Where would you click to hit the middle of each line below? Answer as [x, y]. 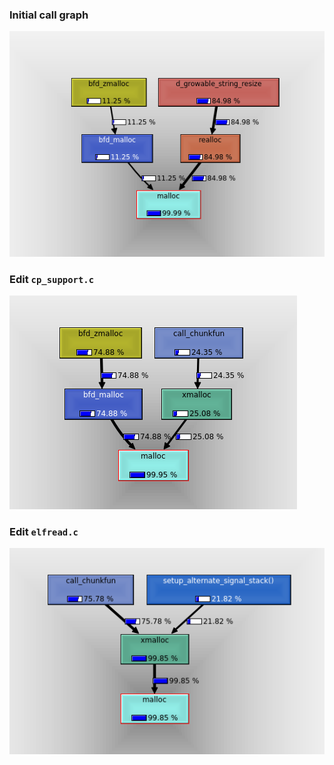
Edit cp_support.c [52, 279]
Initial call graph [49, 15]
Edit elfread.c [44, 531]
